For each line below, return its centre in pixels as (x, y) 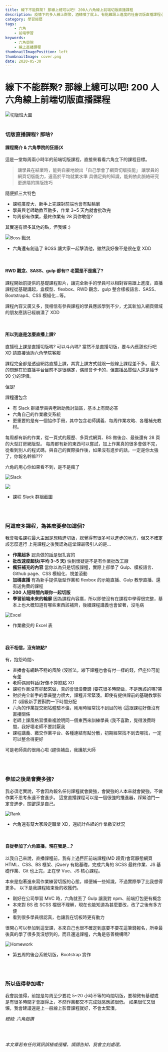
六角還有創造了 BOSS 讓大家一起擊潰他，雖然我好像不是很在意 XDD (82, 248)
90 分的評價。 (19, 376)
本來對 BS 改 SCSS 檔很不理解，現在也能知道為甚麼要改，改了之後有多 (85, 905)
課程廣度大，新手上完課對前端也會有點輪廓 (56, 204)
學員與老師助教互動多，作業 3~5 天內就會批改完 (61, 210)
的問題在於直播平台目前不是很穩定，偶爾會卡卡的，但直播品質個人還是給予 (82, 370)
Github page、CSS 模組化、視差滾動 (50, 574)
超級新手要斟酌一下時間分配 (48, 702)
